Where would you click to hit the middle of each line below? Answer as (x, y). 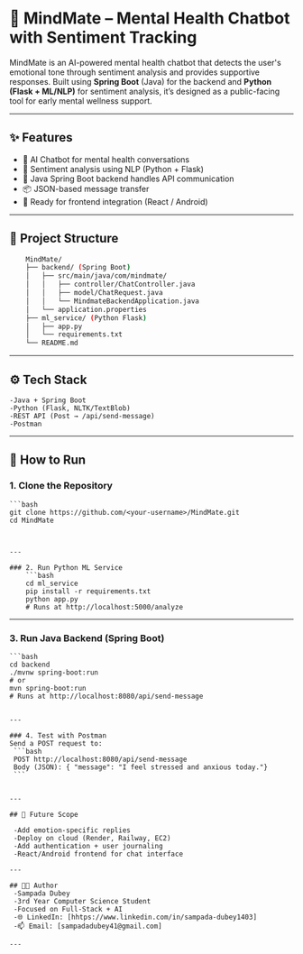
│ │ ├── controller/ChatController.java (110, 284)
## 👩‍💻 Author (34, 885)
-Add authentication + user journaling (88, 846)
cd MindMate (32, 520)
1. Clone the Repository (61, 486)
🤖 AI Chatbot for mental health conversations (106, 159)
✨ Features (41, 138)
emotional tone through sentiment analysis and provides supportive (134, 72)
